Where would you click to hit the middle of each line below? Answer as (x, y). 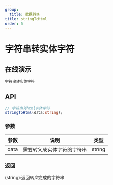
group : (12, 10)
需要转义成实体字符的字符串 (55, 150)
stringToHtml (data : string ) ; (34, 112)
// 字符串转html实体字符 (28, 108)
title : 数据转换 (25, 14)
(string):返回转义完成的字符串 (35, 178)
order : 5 (14, 23)
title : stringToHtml (26, 19)
